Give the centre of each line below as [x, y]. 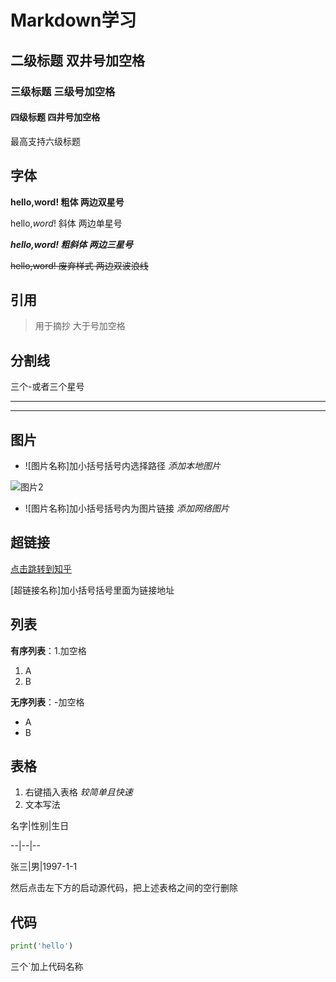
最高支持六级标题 [45, 141]
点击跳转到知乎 [41, 568]
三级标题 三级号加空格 [63, 91]
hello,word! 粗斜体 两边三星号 [71, 244]
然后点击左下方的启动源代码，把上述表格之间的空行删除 [124, 888]
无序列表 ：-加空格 [47, 702]
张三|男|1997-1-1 [44, 867]
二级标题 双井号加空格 [77, 60]
